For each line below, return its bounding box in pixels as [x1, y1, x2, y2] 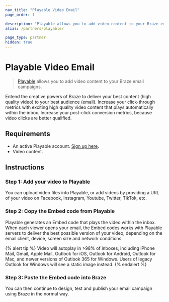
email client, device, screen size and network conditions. [5, 235, 123, 241]
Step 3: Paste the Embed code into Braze [5, 274, 107, 281]
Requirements [5, 130, 50, 138]
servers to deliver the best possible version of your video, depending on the [5, 230, 162, 236]
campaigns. [17, 83, 42, 90]
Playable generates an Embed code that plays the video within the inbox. [5, 219, 156, 225]
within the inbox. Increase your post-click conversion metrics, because [5, 109, 152, 115]
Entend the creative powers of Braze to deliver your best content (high [5, 93, 151, 99]
